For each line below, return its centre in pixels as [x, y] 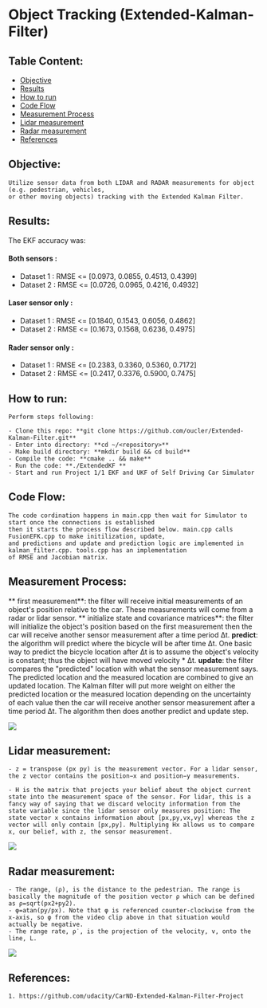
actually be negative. [46, 925]
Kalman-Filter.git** [43, 438]
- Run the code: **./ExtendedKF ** [67, 466]
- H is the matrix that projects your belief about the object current [130, 790]
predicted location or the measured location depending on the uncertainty [130, 694]
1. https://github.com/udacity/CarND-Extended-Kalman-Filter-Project [126, 996]
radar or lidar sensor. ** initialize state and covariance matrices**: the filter [131, 618]
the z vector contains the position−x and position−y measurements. [124, 776]
